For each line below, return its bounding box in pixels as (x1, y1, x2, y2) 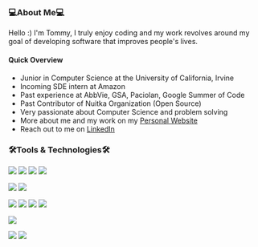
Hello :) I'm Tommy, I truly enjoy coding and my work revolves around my (8, 28, 250, 38)
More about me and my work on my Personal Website (19, 115, 199, 125)
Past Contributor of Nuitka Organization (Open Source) (19, 99, 203, 108)
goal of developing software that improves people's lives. (8, 37, 199, 47)
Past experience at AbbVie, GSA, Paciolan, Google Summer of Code (19, 90, 245, 99)
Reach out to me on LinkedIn (19, 123, 115, 134)
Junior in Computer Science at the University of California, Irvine (19, 73, 235, 83)
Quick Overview (8, 55, 63, 64)
